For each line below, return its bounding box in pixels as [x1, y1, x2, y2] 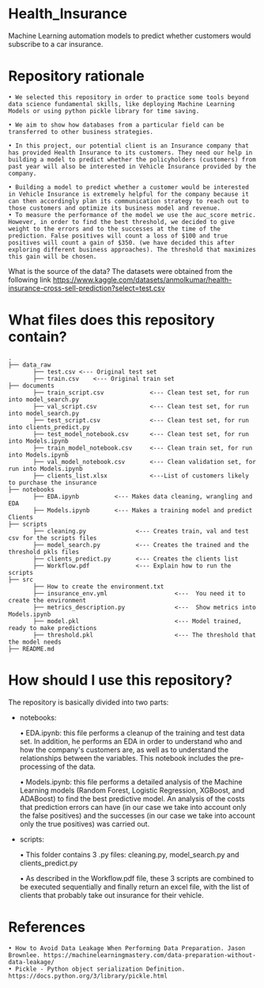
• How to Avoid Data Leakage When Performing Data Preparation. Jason [8, 944, 246, 952]
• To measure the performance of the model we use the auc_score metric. [8, 211, 257, 218]
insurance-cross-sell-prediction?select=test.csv [8, 283, 166, 293]
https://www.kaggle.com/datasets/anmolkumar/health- [52, 275, 232, 284]
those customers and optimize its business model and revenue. [8, 203, 221, 212]
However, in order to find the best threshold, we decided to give [8, 218, 236, 226]
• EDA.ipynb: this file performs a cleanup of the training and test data [19, 728, 245, 737]
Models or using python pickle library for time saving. [8, 107, 200, 115]
